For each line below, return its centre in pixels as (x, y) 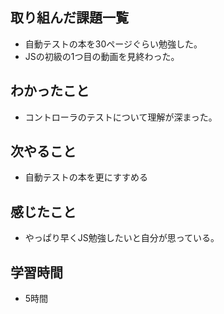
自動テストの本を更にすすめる (86, 177)
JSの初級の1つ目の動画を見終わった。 (102, 56)
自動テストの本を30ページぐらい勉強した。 (113, 44)
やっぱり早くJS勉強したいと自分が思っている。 (122, 238)
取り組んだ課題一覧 (69, 18)
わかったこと (50, 91)
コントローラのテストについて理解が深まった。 (121, 117)
